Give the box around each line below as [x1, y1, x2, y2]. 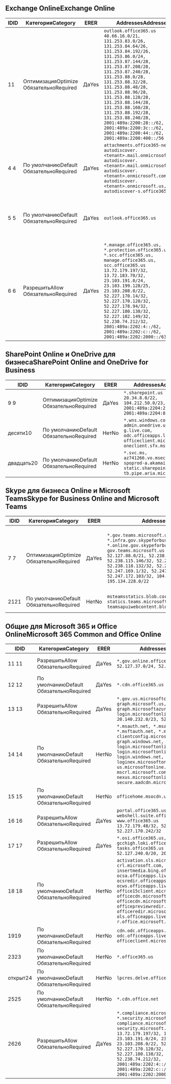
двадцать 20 [8, 459, 38, 467]
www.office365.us [117, 818, 159, 824]
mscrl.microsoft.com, [117, 769, 169, 775]
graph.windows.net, [117, 739, 164, 745]
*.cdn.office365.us [117, 682, 164, 688]
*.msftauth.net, [117, 728, 156, 734]
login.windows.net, [117, 754, 164, 760]
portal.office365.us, [117, 808, 169, 814]
